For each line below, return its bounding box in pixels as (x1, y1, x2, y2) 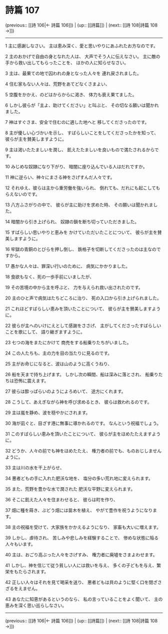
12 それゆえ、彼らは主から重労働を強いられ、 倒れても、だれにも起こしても (5, 185, 160, 191)
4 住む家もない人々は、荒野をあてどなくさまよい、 (5, 81, 110, 87)
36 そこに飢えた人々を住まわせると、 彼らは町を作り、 (5, 496, 118, 502)
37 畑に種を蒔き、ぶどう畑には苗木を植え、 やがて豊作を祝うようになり (5, 507, 153, 513)
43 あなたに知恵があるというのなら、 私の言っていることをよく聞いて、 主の (5, 596, 163, 602)
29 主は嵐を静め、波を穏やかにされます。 (5, 409, 90, 416)
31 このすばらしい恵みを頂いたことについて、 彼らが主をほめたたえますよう (5, 431, 161, 437)
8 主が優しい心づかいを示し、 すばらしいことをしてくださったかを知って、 (5, 130, 159, 136)
